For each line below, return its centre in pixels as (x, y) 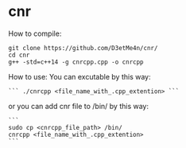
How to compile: (35, 33)
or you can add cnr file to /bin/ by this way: (79, 106)
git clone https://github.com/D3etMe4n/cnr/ (83, 48)
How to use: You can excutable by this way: (79, 76)
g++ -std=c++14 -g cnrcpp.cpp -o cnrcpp (76, 62)
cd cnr (19, 55)
